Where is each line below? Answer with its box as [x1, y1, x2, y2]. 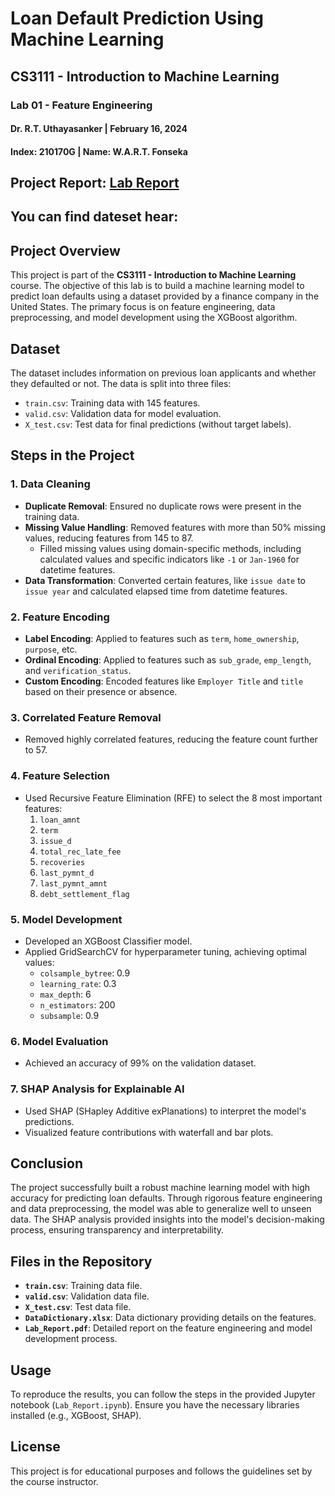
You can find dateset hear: [10, 208, 179, 226]
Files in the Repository [10, 1253, 153, 1270]
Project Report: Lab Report [10, 175, 180, 192]
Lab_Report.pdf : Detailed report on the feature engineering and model [24, 1322, 313, 1334]
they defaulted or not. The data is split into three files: [10, 378, 232, 390]
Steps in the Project [10, 447, 135, 464]
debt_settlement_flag [39, 889, 130, 899]
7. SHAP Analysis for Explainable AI [10, 1082, 185, 1096]
